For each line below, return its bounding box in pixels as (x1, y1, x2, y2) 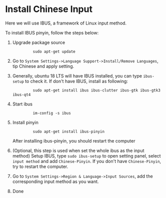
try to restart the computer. (12, 163, 68, 169)
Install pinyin (12, 119, 39, 125)
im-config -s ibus (32, 110, 71, 115)
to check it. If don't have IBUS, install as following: (24, 78, 128, 84)
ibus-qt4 (12, 92, 31, 97)
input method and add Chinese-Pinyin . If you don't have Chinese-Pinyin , (12, 158, 161, 164)
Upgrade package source (12, 39, 65, 45)
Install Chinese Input (5, 3, 92, 15)
